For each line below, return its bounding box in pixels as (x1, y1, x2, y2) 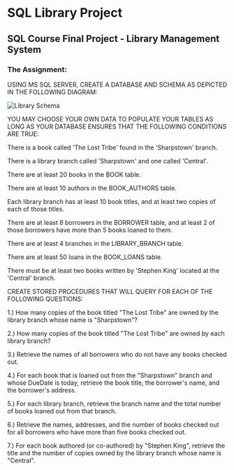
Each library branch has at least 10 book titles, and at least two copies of (7, 197, 216, 205)
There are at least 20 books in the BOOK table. (7, 170, 142, 179)
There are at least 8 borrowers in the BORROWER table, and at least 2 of (7, 218, 215, 226)
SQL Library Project (7, 5, 123, 21)
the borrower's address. (7, 385, 77, 394)
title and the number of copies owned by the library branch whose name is (7, 448, 222, 457)
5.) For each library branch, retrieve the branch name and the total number (7, 399, 221, 408)
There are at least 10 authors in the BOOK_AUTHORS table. (7, 184, 177, 192)
